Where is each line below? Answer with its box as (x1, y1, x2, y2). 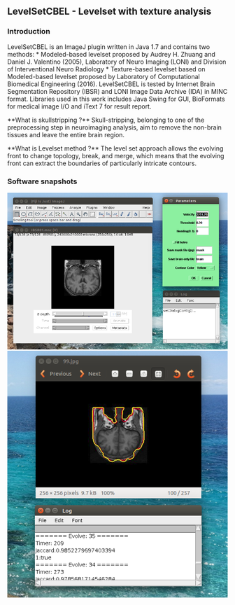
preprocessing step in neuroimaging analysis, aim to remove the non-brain (7, 123, 222, 132)
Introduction (7, 27, 50, 36)
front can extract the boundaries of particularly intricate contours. (7, 159, 197, 167)
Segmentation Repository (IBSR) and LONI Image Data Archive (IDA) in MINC (7, 87, 228, 95)
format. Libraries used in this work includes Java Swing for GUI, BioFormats (7, 95, 225, 103)
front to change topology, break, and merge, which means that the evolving (7, 151, 225, 160)
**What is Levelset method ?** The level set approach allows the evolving (7, 144, 224, 153)
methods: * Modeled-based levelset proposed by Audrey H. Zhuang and (7, 50, 215, 58)
